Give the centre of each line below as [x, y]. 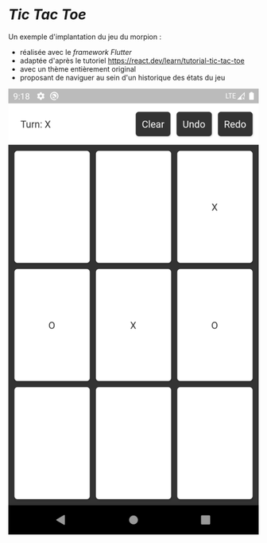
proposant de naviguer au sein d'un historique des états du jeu [122, 77]
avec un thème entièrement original [78, 68]
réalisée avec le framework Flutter [76, 52]
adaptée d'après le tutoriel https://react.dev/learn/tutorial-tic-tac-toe [132, 61]
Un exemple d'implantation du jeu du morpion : [85, 37]
